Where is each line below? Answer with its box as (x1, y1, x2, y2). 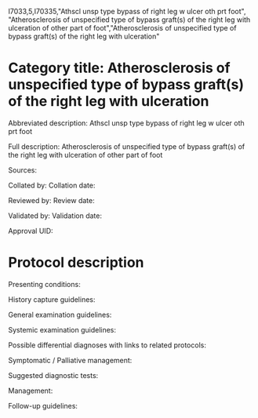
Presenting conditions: (8, 279, 81, 289)
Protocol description (8, 254, 144, 271)
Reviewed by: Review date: (8, 195, 96, 205)
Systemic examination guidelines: (8, 325, 116, 334)
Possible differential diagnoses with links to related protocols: (8, 340, 206, 350)
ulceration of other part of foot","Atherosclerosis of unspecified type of (8, 24, 237, 32)
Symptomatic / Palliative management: (8, 355, 133, 365)
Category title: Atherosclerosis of (8, 59, 231, 77)
